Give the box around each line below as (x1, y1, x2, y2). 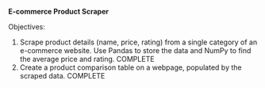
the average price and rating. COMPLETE (19, 55, 155, 63)
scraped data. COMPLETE (19, 71, 106, 80)
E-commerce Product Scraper (8, 7, 109, 16)
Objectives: (8, 22, 45, 31)
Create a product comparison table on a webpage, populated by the (19, 63, 242, 72)
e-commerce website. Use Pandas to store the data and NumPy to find (19, 46, 252, 55)
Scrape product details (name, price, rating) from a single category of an (19, 37, 258, 47)
